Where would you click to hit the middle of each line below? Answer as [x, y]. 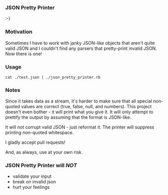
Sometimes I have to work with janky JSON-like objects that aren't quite [80, 43]
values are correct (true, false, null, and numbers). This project [86, 107]
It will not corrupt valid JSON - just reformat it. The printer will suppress [80, 127]
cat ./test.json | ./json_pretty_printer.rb [53, 77]
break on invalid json [34, 182]
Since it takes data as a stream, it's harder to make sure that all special [79, 101]
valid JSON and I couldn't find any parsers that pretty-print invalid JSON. [81, 48]
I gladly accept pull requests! [35, 142]
